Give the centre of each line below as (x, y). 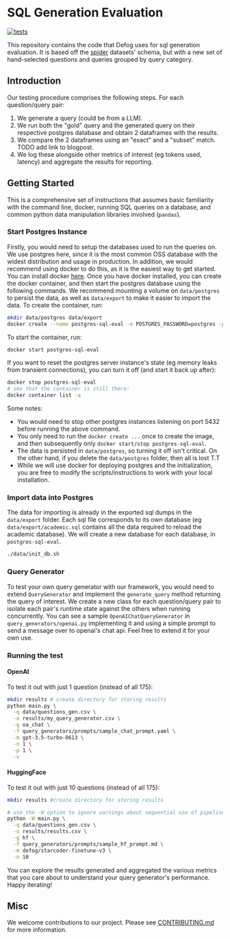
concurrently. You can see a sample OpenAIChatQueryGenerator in (99, 616)
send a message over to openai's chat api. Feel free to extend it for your (108, 630)
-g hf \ (24, 838)
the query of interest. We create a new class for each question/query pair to (114, 601)
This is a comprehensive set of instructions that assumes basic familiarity (111, 199)
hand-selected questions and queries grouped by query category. (100, 59)
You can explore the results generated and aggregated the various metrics (112, 870)
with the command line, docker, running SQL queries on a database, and (109, 207)
